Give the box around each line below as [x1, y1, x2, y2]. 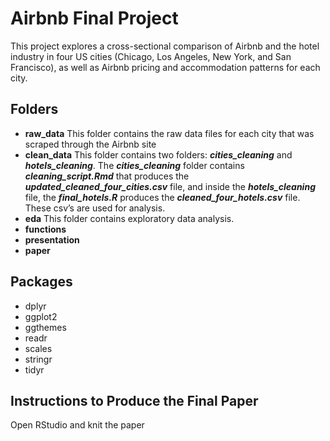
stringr [24, 353, 53, 365]
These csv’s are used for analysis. [24, 202, 166, 214]
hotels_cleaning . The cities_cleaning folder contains [24, 159, 245, 171]
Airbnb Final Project [10, 7, 179, 30]
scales [24, 342, 53, 354]
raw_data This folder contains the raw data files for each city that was [24, 127, 315, 139]
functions [24, 223, 67, 235]
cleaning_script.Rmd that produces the [24, 170, 190, 182]
